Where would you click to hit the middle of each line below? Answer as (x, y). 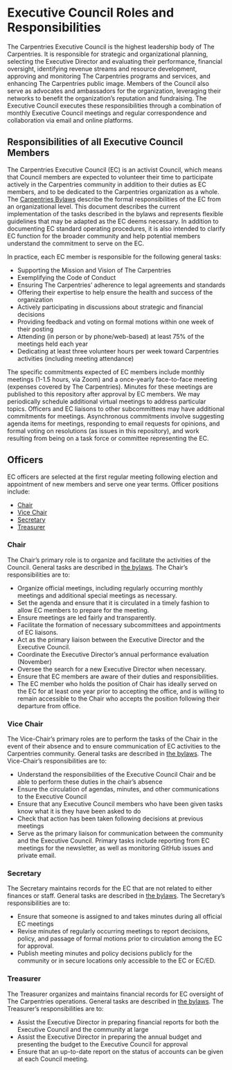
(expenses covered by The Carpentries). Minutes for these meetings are (110, 387)
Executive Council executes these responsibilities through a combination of (114, 105)
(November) (34, 661)
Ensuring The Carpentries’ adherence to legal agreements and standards (121, 285)
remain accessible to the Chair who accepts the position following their (118, 699)
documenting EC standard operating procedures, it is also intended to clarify (116, 228)
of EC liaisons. (38, 632)
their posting (35, 329)
